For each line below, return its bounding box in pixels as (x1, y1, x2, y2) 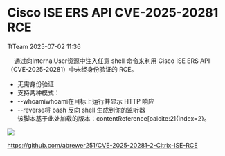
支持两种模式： (17, 88, 60, 97)
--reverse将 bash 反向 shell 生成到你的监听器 (17, 106, 145, 114)
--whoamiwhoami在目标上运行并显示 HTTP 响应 (17, 97, 154, 105)
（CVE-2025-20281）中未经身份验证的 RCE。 (7, 65, 138, 73)
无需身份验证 (17, 79, 54, 88)
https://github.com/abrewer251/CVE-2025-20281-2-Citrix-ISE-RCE (7, 141, 199, 149)
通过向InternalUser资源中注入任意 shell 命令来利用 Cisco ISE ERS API (13, 57, 210, 65)
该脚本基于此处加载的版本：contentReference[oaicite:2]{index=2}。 (17, 114, 210, 122)
